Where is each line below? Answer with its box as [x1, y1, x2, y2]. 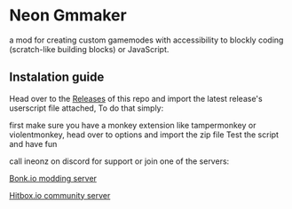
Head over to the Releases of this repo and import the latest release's [9, 93, 264, 104]
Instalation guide [9, 70, 105, 85]
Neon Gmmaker [9, 5, 127, 26]
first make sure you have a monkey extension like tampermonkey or [9, 120, 256, 130]
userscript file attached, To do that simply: [9, 103, 164, 113]
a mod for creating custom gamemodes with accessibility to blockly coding [9, 35, 284, 45]
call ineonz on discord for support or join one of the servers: [9, 156, 230, 166]
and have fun [9, 138, 58, 149]
